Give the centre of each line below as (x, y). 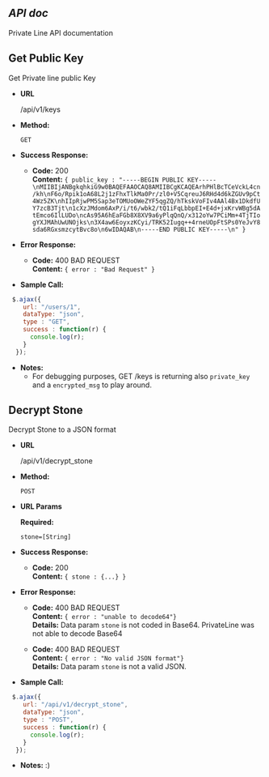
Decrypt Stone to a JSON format (63, 429)
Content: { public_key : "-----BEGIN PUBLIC (108, 179)
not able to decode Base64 (77, 634)
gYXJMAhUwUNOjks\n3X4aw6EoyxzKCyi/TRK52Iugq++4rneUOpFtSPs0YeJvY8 (146, 222)
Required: (37, 523)
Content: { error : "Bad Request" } (94, 269)
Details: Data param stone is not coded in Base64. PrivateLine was (143, 625)
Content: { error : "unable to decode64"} (104, 617)
